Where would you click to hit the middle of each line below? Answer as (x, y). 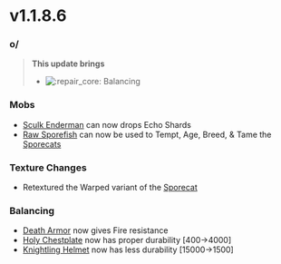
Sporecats (42, 144)
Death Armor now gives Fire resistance (95, 230)
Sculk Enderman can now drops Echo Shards (107, 124)
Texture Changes (48, 167)
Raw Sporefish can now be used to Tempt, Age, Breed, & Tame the (147, 134)
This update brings (68, 64)
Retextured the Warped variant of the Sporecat (110, 188)
